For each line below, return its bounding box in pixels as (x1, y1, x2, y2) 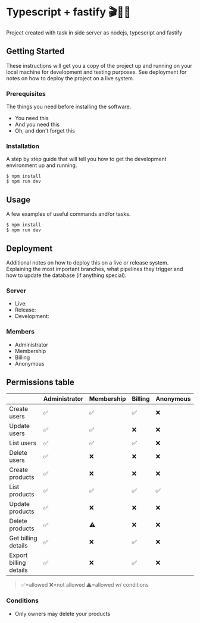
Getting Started (6, 46, 65, 56)
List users (9, 439, 37, 447)
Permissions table (6, 377, 74, 387)
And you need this (14, 121, 60, 128)
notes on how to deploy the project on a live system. (6, 74, 135, 81)
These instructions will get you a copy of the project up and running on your (6, 62, 192, 69)
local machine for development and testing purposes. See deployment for (6, 68, 187, 75)
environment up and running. (6, 162, 77, 169)
